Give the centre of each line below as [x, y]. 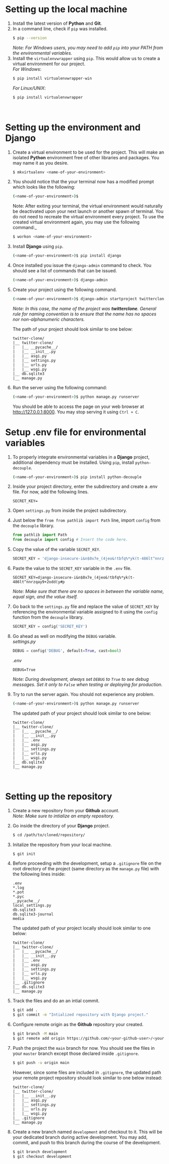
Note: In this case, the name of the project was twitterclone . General [84, 308]
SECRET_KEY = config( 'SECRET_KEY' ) [50, 627]
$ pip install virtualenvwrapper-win [52, 78]
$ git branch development [40, 1152]
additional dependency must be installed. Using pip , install [73, 462]
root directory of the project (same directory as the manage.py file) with [86, 869]
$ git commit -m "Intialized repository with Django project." [80, 1015]
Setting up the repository [59, 796]
